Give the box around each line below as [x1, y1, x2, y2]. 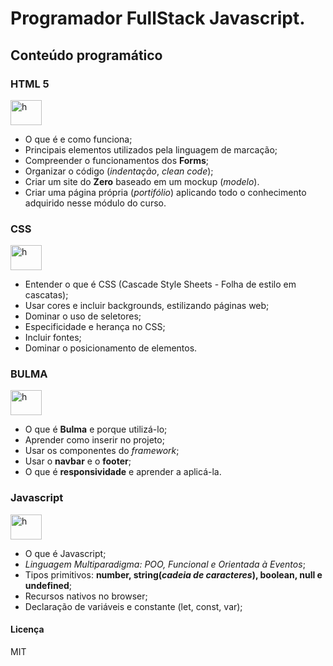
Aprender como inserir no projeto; [24, 434, 165, 446]
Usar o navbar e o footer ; [24, 455, 132, 467]
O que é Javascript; [24, 547, 107, 559]
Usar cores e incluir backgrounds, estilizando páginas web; [24, 300, 270, 312]
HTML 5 [10, 77, 50, 91]
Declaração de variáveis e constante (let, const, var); [24, 600, 243, 612]
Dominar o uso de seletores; [24, 310, 142, 322]
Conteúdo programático [10, 47, 163, 64]
